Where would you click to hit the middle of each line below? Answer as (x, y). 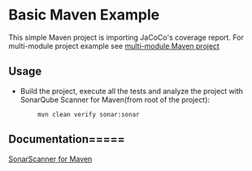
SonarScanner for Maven (50, 159)
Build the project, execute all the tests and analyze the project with (132, 91)
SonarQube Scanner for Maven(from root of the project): (115, 100)
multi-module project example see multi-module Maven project (114, 45)
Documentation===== (67, 139)
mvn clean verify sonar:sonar (89, 114)
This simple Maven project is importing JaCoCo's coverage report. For (126, 37)
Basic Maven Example (84, 15)
